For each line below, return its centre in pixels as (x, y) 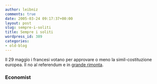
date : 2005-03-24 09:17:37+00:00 (39, 18)
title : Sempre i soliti (29, 32)
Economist (18, 77)
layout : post (18, 23)
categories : (17, 41)
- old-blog (16, 46)
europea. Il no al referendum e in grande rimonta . (54, 65)
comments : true (20, 14)
